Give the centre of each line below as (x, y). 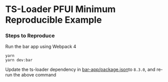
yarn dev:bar (19, 60)
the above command (35, 75)
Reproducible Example (54, 20)
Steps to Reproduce (30, 36)
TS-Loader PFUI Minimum (60, 9)
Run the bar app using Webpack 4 (41, 47)
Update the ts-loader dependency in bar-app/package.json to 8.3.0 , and (80, 69)
